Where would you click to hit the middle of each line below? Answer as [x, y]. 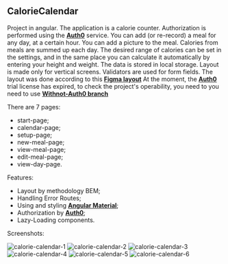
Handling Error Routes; [49, 198]
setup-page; [35, 135]
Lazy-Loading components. [56, 220]
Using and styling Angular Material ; [68, 205]
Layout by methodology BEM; [59, 190]
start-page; [33, 120]
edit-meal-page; [40, 157]
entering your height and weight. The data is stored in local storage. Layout [113, 64]
